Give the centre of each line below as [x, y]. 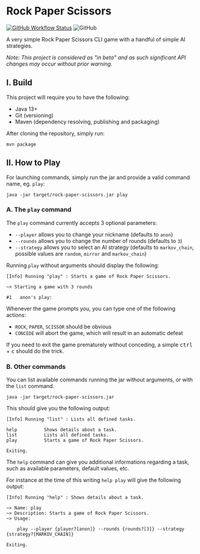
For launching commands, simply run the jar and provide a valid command [98, 177]
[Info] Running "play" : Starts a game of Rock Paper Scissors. [89, 276]
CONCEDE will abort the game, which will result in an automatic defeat [99, 333]
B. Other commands [36, 366]
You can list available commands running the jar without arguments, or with [100, 380]
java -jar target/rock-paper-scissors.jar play [67, 195]
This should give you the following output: [58, 408]
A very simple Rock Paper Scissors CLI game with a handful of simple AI [96, 39]
